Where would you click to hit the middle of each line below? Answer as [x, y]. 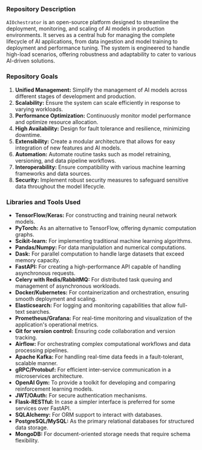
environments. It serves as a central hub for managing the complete [91, 35]
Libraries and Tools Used [44, 202]
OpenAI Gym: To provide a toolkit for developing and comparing [95, 382]
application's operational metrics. [57, 324]
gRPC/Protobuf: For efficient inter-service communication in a [93, 369]
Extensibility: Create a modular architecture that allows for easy [95, 141]
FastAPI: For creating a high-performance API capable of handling [98, 266]
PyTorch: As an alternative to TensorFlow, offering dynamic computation [106, 228]
